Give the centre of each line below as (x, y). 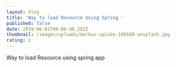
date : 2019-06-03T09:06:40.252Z (47, 29)
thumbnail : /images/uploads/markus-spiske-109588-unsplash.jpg (88, 35)
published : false (28, 23)
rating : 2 (19, 40)
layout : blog (23, 12)
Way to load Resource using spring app (56, 58)
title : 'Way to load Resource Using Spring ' (65, 18)
